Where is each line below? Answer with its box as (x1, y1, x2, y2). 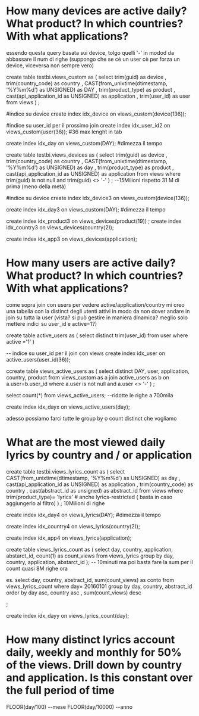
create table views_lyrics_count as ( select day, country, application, (6, 546, 173, 553)
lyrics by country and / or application (6, 449, 192, 462)
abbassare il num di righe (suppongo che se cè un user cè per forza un (6, 55, 180, 63)
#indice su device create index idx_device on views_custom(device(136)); (6, 110, 187, 117)
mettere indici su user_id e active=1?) (6, 320, 97, 327)
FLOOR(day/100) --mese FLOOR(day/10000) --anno (6, 703, 132, 710)
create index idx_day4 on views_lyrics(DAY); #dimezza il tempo (6, 511, 162, 518)
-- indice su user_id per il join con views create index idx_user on (6, 350, 165, 357)
